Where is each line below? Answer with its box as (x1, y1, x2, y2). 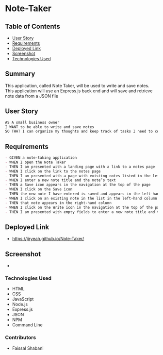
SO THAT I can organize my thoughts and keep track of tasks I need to (5, 129, 153, 134)
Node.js (12, 302, 28, 307)
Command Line (12, 322, 43, 328)
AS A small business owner (5, 120, 60, 125)
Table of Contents (5, 22, 61, 31)
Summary (5, 70, 35, 78)
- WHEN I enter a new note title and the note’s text (5, 178, 116, 183)
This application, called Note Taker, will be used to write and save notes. (5, 83, 149, 88)
